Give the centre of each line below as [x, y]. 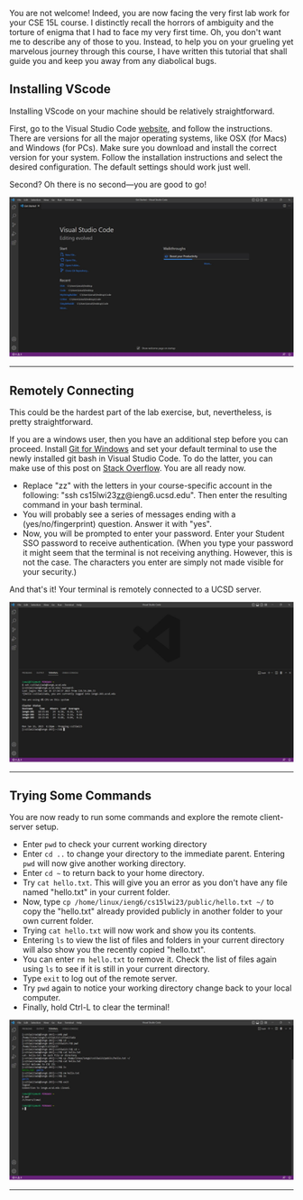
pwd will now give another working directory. [104, 863]
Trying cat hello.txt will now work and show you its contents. [139, 931]
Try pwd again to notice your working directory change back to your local [157, 988]
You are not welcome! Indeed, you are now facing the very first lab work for [150, 13]
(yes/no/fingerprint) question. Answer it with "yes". [117, 524]
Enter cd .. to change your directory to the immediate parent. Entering [154, 854]
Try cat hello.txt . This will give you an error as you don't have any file [155, 882]
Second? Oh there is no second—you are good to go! [108, 184]
